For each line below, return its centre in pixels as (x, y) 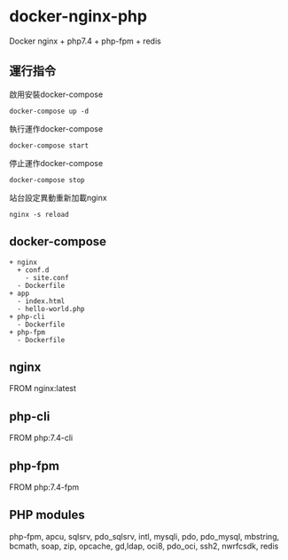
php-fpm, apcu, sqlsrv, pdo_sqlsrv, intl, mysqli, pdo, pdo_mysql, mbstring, (144, 536)
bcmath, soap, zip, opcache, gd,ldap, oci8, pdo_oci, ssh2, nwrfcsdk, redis (144, 546)
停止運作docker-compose (56, 163)
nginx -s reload (39, 214)
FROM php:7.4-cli (41, 438)
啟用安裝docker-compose (56, 94)
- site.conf (47, 277)
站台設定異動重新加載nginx (58, 197)
